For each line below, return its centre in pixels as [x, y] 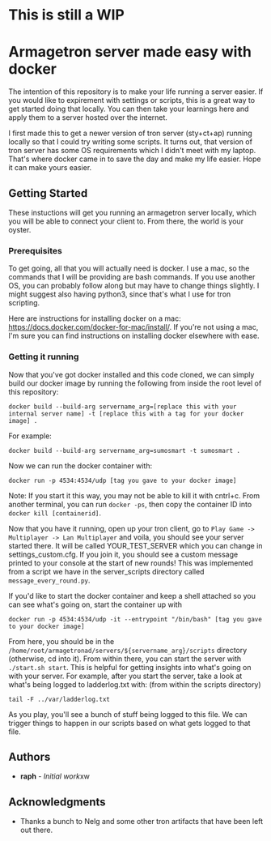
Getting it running [44, 356]
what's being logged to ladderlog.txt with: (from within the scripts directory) [135, 684]
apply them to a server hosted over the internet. [88, 117]
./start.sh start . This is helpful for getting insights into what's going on [130, 667]
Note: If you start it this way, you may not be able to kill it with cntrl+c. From [134, 495]
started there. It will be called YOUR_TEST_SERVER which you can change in [135, 545]
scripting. [24, 303]
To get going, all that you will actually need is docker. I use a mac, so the [129, 268]
